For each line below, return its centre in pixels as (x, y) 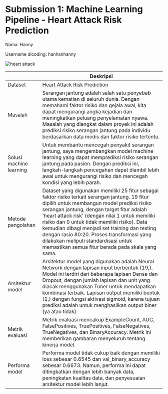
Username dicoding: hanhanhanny (41, 54)
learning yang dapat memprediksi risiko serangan (100, 157)
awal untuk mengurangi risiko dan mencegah (95, 176)
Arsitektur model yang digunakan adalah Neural (98, 261)
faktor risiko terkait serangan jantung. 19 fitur (95, 196)
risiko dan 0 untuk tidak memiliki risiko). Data (95, 222)
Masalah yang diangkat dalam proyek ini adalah (98, 124)
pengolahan (22, 225)
